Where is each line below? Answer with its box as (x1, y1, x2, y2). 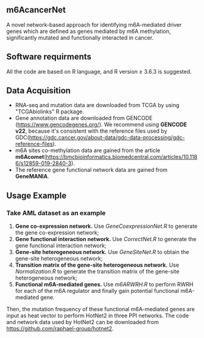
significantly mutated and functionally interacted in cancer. (6, 33, 154, 41)
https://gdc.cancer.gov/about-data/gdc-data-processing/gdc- (29, 134, 185, 141)
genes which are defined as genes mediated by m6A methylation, (6, 27, 171, 35)
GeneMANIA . (15, 173, 50, 180)
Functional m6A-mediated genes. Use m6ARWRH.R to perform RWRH (15, 281, 194, 288)
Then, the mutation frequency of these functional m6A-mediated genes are (6, 306, 195, 313)
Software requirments (6, 52, 92, 62)
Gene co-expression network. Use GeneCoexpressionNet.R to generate (15, 222, 198, 230)
